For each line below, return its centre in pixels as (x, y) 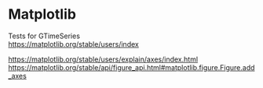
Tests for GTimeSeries (44, 36)
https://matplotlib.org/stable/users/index (73, 44)
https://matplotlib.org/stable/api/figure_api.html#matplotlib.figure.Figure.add (131, 67)
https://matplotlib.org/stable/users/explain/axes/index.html (103, 59)
